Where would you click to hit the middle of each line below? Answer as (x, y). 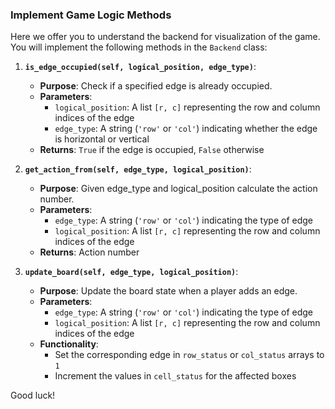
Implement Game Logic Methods (91, 15)
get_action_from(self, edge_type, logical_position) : (138, 169)
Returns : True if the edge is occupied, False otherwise (152, 150)
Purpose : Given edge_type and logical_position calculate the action (178, 189)
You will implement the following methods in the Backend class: (139, 47)
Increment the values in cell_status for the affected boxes (175, 376)
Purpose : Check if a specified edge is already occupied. (156, 86)
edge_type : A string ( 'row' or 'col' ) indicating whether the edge (186, 129)
